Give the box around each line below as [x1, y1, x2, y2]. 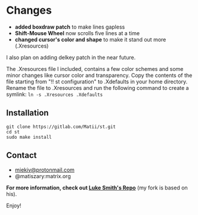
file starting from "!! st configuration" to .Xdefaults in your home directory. [6, 78, 188, 85]
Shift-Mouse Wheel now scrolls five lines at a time [14, 29, 140, 36]
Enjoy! [6, 202, 22, 209]
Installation [6, 108, 49, 118]
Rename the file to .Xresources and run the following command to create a [6, 84, 189, 91]
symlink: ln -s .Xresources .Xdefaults [6, 91, 103, 98]
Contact [6, 150, 37, 161]
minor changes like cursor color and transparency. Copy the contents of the [6, 71, 193, 79]
